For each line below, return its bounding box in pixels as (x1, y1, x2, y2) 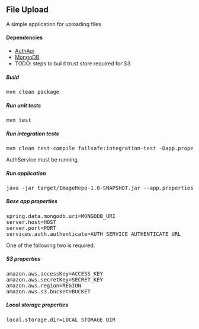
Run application (6, 169, 46, 177)
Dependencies (6, 34, 43, 41)
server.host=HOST (6, 219, 56, 225)
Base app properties (6, 198, 58, 205)
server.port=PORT (6, 224, 56, 231)
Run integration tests (6, 130, 59, 137)
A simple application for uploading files (6, 20, 102, 27)
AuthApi (14, 48, 35, 55)
